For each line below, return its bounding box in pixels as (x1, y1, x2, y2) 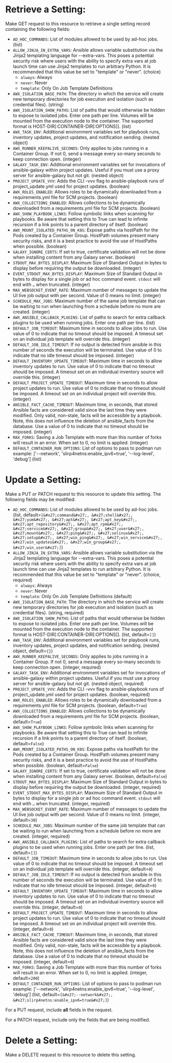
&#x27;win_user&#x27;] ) (12, 544, 63, 550)
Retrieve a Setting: (5, 4, 86, 15)
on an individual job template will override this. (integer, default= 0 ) (12, 866, 153, 872)
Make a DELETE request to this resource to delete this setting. (5, 1051, 137, 1058)
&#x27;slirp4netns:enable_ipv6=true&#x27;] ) (12, 997, 109, 1003)
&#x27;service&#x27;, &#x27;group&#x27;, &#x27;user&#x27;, (12, 526, 144, 531)
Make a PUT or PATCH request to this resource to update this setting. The (5, 491, 161, 497)
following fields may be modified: (5, 496, 76, 502)
